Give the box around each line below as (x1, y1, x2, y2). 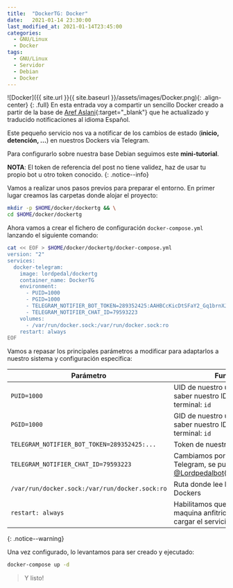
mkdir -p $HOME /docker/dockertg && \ (7, 205, 116, 212)
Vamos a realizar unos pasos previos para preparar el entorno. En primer (7, 184, 215, 193)
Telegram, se (173, 460, 216, 470)
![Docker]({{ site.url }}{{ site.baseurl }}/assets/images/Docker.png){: (7, 93, 202, 102)
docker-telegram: (13, 264, 64, 271)
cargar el (173, 517, 203, 526)
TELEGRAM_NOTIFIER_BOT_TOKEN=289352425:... (10, 440, 157, 449)
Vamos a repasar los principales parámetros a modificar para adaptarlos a (7, 347, 219, 355)
